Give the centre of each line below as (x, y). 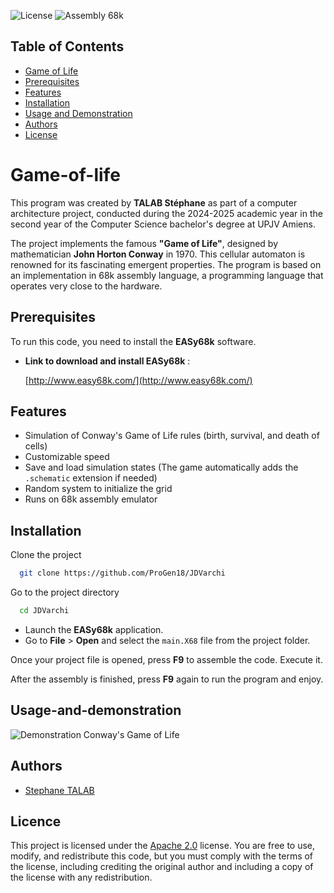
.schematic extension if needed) (91, 478)
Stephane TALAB (59, 790)
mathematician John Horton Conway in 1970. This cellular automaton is (158, 254)
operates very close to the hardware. (86, 286)
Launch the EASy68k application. (94, 629)
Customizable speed (67, 457)
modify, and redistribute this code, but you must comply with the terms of (162, 856)
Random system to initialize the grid (98, 489)
